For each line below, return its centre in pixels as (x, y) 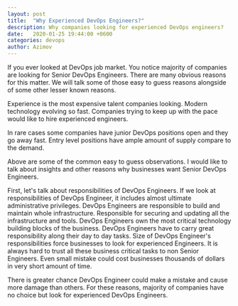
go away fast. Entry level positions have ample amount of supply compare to (119, 140)
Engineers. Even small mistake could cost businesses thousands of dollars (116, 258)
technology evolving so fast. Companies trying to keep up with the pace (113, 111)
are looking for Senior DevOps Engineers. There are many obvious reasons (117, 75)
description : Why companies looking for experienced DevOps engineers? (115, 27)
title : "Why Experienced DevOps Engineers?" (76, 21)
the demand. (26, 148)
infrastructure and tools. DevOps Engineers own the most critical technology (119, 221)
